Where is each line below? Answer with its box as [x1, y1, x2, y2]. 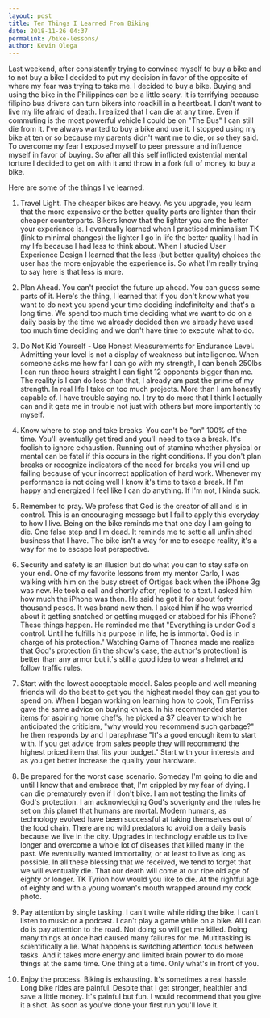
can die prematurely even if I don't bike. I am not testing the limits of [19, 789, 247, 798]
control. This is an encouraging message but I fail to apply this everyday [19, 510, 260, 520]
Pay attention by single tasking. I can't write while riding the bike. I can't [19, 907, 259, 917]
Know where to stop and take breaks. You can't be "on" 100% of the [19, 426, 247, 435]
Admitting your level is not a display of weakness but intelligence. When [19, 350, 260, 360]
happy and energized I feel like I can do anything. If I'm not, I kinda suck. [19, 486, 261, 495]
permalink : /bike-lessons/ [8, 34, 99, 43]
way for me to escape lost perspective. [19, 545, 151, 554]
